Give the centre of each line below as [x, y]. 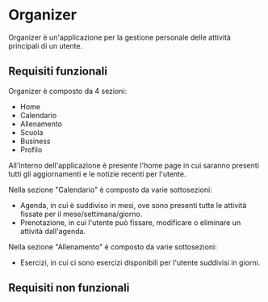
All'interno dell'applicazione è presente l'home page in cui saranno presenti [134, 165]
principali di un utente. [46, 45]
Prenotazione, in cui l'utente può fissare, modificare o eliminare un [130, 222]
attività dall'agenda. [53, 231]
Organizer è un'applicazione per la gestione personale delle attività [120, 37]
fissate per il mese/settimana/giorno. [81, 214]
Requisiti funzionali [58, 72]
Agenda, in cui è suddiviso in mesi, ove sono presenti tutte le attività [133, 205]
